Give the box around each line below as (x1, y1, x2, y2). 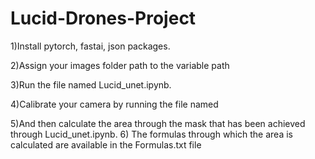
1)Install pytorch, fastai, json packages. (10, 40, 171, 52)
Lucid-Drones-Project (10, 7, 197, 30)
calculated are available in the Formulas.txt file (10, 138, 202, 151)
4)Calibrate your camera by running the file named (10, 98, 219, 110)
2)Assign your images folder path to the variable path (10, 59, 230, 71)
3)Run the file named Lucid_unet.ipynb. (10, 78, 172, 91)
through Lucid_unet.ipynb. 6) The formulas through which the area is (10, 128, 293, 140)
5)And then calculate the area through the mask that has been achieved (10, 117, 306, 129)
